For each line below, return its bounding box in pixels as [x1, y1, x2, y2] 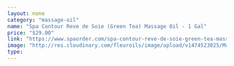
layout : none [7, 10, 45, 17]
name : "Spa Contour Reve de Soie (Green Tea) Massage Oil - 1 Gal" [7, 23, 208, 30]
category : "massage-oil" [7, 16, 79, 23]
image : [7, 42, 26, 49]
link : [7, 36, 23, 43]
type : [7, 49, 23, 56]
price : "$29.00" [7, 29, 54, 36]
